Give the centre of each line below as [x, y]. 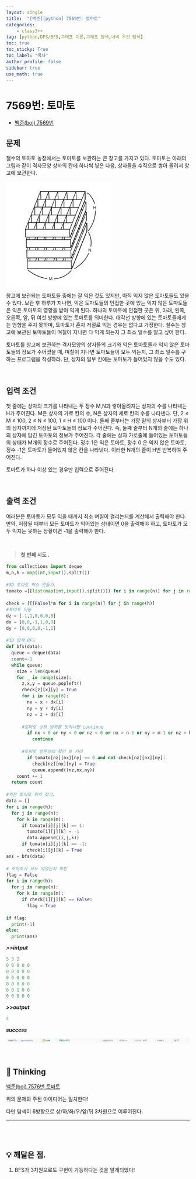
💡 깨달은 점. [26, 1155]
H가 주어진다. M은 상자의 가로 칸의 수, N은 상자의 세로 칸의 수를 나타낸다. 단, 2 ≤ [97, 413]
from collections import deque [44, 566]
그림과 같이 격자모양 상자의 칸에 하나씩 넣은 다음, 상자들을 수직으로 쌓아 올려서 [95, 166]
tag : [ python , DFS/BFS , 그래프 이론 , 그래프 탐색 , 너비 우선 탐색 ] [75, 37]
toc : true [18, 43]
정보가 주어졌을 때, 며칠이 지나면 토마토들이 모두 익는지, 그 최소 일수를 [101, 352]
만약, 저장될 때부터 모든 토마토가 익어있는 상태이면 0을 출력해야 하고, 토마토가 [94, 523]
